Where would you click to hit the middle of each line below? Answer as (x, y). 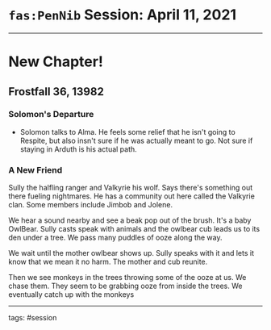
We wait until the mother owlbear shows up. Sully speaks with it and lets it (131, 253)
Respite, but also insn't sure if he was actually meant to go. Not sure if (136, 140)
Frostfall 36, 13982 (56, 92)
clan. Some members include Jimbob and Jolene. (91, 205)
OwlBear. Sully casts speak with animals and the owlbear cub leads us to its (134, 229)
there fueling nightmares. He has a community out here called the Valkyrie (132, 196)
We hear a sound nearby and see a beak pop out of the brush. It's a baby (130, 220)
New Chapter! (56, 62)
